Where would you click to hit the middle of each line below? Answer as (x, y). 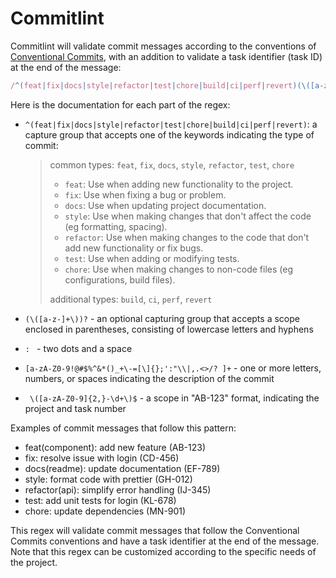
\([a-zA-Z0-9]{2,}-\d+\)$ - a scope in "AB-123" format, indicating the (174, 398)
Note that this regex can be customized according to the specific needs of (163, 551)
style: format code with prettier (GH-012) (108, 479)
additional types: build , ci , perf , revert (131, 299)
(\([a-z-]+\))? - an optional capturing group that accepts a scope (162, 318)
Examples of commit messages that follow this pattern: (123, 428)
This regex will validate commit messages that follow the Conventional (155, 530)
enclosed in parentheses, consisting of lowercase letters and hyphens (169, 329)
